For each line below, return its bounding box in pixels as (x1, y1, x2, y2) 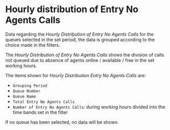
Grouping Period (12, 83, 47, 88)
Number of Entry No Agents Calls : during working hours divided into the (12, 104, 165, 110)
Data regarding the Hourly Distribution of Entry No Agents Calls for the (5, 31, 154, 37)
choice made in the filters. (5, 42, 60, 48)
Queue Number (12, 88, 41, 93)
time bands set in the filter (12, 109, 68, 115)
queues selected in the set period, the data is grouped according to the (5, 37, 155, 43)
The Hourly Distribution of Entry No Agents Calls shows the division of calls (5, 52, 164, 58)
